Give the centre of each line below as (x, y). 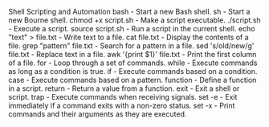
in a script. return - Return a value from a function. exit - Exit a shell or (124, 88)
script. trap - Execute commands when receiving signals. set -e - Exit (123, 97)
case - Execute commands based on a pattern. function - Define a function (132, 80)
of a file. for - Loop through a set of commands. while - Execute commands (133, 63)
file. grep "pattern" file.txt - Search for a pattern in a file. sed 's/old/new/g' (131, 46)
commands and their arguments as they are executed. (98, 114)
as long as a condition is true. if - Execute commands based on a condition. (133, 71)
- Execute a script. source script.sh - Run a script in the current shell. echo (132, 29)
